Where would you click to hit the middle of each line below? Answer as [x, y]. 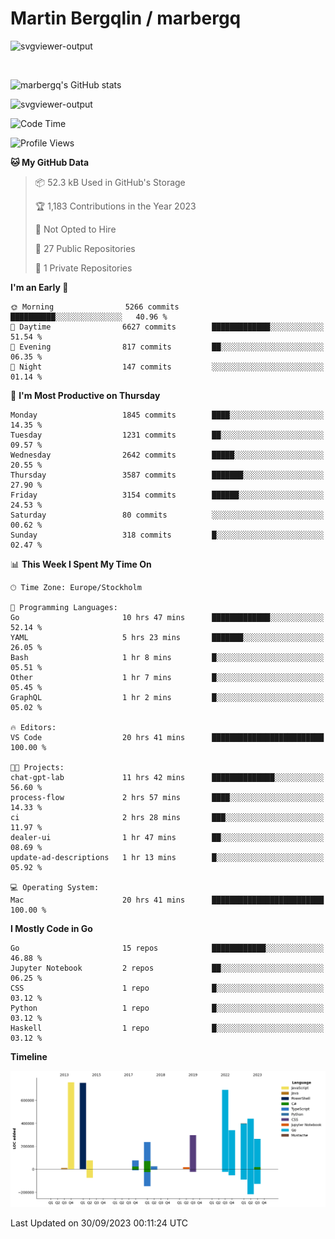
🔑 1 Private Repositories [83, 268]
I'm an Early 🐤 [39, 287]
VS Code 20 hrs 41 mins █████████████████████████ [167, 737]
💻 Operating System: [55, 887]
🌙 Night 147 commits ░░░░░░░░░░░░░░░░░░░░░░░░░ [167, 367]
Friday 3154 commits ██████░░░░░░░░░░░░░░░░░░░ [167, 495]
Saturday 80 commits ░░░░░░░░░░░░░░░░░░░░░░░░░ [167, 515]
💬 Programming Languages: [64, 607]
